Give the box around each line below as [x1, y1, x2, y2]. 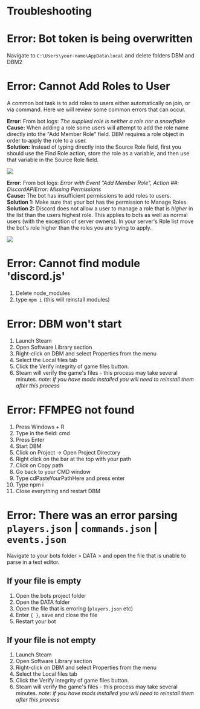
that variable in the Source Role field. [7, 156, 99, 164]
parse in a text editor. [7, 558, 60, 566]
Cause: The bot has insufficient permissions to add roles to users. [7, 192, 172, 199]
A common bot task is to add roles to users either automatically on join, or [7, 100, 191, 107]
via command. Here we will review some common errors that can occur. [7, 106, 186, 113]
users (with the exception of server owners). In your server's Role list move [7, 218, 194, 225]
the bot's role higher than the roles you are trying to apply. [7, 224, 152, 231]
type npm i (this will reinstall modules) [15, 296, 111, 303]
